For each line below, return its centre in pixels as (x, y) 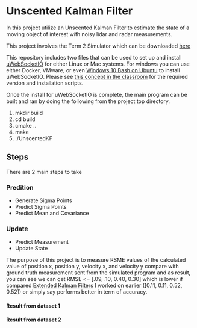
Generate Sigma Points (43, 200)
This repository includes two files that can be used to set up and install (94, 57)
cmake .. (26, 125)
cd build (25, 119)
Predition (20, 187)
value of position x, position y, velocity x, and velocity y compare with (92, 267)
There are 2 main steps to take (44, 172)
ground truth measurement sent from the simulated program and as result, (98, 273)
